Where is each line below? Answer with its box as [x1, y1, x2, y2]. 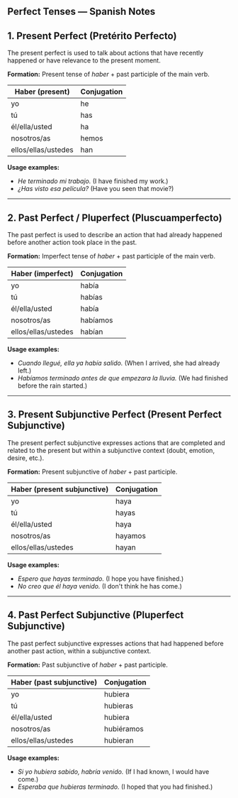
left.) [17, 366, 32, 375]
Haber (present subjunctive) [11, 484, 109, 494]
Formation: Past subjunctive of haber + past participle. [7, 660, 169, 669]
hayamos [115, 530, 147, 540]
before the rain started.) [17, 381, 88, 390]
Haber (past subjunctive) [11, 677, 98, 687]
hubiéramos [103, 723, 144, 733]
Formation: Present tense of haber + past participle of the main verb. [7, 70, 210, 79]
